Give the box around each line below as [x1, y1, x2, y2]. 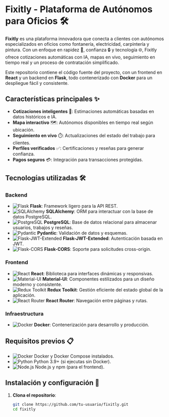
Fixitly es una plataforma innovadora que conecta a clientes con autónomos [5, 36, 164, 42]
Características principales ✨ [5, 95, 100, 104]
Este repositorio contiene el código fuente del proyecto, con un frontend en [5, 69, 162, 75]
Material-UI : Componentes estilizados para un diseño [42, 276, 155, 282]
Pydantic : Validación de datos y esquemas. [37, 230, 128, 236]
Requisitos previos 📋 [5, 337, 74, 346]
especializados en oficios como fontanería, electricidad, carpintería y [5, 41, 149, 47]
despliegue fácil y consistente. [5, 80, 69, 86]
